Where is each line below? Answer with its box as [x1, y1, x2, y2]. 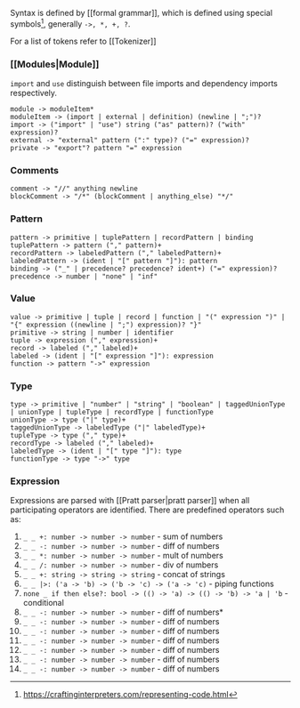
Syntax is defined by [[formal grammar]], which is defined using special [10, 8, 273, 18]
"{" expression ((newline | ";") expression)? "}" [10, 320, 202, 329]
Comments [10, 164, 59, 176]
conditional [22, 598, 65, 608]
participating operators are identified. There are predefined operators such [10, 504, 285, 515]
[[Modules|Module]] [10, 58, 100, 70]
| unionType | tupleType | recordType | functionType [10, 408, 215, 417]
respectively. [10, 87, 57, 98]
